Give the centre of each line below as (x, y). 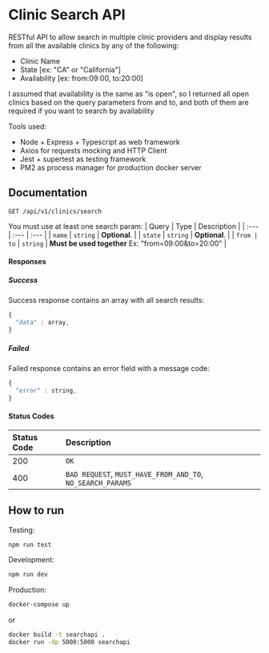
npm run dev (28, 575)
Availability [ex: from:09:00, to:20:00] (82, 78)
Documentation (48, 193)
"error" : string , (46, 390)
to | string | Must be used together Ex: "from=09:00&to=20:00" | (117, 243)
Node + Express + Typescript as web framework (100, 141)
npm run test (30, 545)
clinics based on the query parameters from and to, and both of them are (129, 102)
